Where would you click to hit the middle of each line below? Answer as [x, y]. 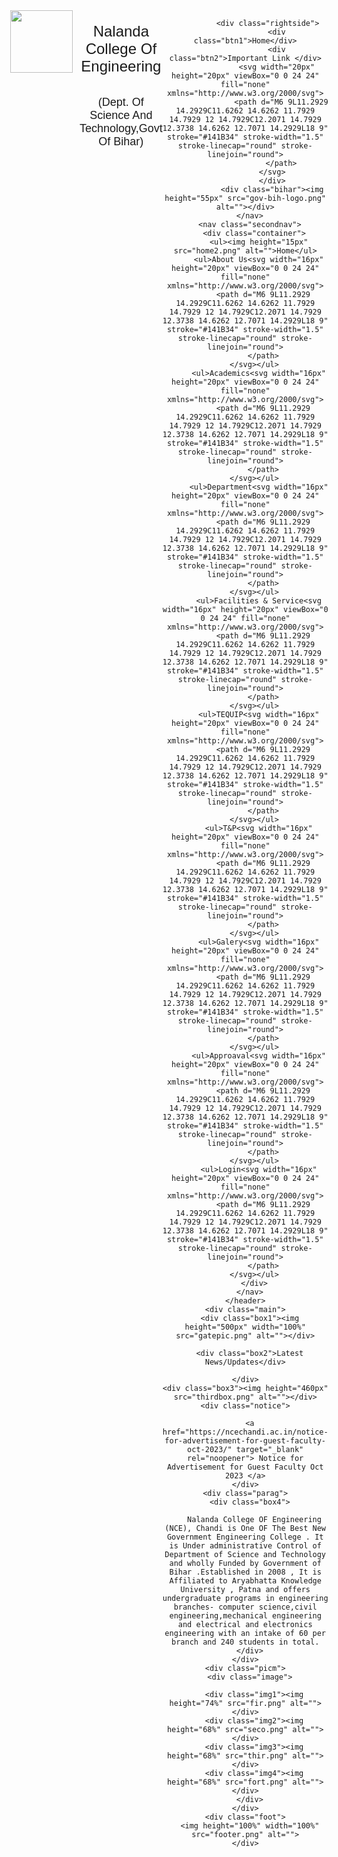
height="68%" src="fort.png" [227, 1782]
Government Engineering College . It [245, 1537]
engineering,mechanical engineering [245, 1616]
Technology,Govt [121, 128]
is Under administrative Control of [245, 1546]
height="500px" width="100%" [245, 1327]
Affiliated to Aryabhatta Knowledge [245, 1581]
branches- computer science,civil [245, 1607]
